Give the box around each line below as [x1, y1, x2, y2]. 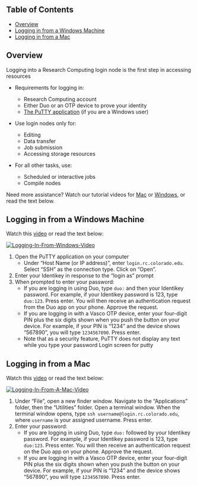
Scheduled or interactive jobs [23, 173, 96, 180]
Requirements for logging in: [14, 84, 84, 91]
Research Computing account [23, 95, 97, 103]
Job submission [23, 144, 63, 151]
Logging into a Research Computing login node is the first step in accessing [6, 66, 192, 73]
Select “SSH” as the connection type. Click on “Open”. [23, 266, 157, 273]
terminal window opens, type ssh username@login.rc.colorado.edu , [14, 410, 179, 418]
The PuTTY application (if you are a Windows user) [23, 108, 149, 115]
